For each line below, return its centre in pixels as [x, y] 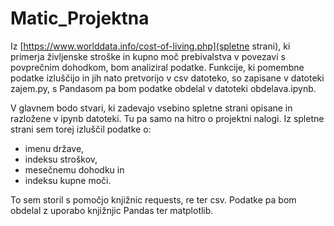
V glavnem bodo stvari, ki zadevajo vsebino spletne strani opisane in [151, 108]
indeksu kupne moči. [68, 180]
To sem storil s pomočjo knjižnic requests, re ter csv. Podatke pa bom [153, 199]
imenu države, [54, 148]
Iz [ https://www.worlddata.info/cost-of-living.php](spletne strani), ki [150, 46]
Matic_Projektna [80, 18]
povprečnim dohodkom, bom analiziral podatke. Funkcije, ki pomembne [157, 67]
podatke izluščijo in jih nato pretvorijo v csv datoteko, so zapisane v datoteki [167, 78]
